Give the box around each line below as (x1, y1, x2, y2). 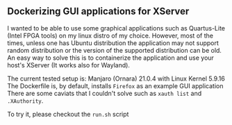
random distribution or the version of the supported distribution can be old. (7, 46, 222, 54)
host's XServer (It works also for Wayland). (7, 60, 131, 69)
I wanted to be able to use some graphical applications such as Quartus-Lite (7, 24, 226, 32)
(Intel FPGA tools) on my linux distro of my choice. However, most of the (7, 31, 214, 40)
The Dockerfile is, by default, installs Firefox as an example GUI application (7, 81, 224, 90)
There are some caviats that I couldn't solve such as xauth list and (7, 89, 202, 97)
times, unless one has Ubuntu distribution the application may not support (7, 38, 219, 47)
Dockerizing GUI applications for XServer (7, 6, 190, 17)
